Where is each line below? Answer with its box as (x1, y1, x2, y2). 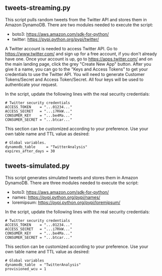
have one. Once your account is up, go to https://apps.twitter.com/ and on (5, 56, 153, 62)
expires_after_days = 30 (5, 148, 55, 154)
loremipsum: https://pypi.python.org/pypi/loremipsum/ (12, 199, 120, 205)
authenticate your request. (5, 82, 58, 87)
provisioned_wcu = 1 (5, 266, 47, 271)
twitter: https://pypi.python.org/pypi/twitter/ (12, 36, 99, 42)
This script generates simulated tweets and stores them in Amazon (5, 174, 138, 180)
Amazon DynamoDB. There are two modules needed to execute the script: (5, 22, 153, 28)
